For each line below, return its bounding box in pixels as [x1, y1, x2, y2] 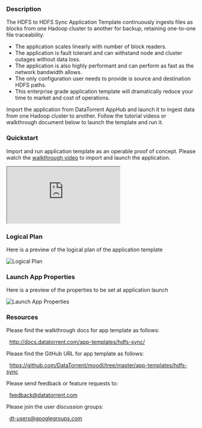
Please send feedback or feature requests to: [6, 380, 118, 387]
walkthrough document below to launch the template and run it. [6, 119, 164, 126]
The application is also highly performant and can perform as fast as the [14, 62, 194, 69]
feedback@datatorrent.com [8, 391, 78, 399]
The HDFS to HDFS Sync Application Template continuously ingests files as [6, 19, 194, 26]
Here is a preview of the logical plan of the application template [6, 246, 164, 253]
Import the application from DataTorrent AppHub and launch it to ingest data [6, 106, 195, 113]
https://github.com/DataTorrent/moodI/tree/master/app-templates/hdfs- [8, 362, 188, 369]
